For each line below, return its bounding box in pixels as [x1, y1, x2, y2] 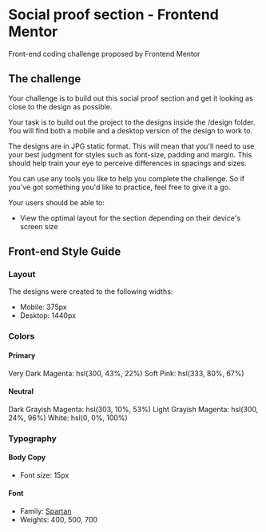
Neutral [8, 387, 34, 396]
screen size [19, 221, 58, 231]
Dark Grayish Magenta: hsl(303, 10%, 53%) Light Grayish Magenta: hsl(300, [8, 404, 259, 414]
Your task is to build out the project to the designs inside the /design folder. [8, 117, 256, 127]
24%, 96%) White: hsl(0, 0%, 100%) [8, 413, 128, 423]
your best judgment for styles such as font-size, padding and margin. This [8, 149, 252, 159]
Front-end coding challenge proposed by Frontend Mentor [8, 49, 200, 58]
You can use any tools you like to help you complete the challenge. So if [8, 173, 245, 183]
